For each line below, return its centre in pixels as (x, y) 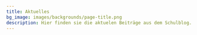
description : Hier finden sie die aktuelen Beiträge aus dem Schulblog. (99, 23)
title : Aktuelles (28, 12)
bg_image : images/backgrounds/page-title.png (64, 17)
